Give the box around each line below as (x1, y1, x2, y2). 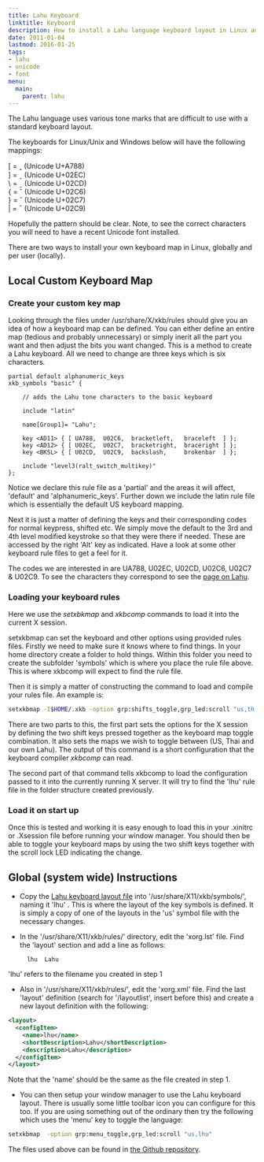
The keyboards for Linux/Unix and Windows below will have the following (8, 137, 246, 147)
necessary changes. (19, 917, 86, 926)
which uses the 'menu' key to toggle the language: (19, 1116, 183, 1125)
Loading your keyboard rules (8, 592, 120, 603)
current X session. (8, 618, 68, 627)
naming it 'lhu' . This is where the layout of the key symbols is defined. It (19, 900, 254, 910)
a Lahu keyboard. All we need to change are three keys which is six (8, 348, 226, 358)
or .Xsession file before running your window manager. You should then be (8, 831, 251, 841)
